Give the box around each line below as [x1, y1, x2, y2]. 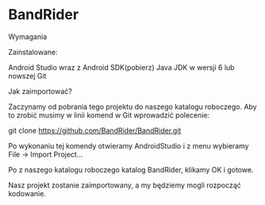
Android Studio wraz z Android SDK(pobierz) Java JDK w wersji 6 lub [8, 62, 236, 72]
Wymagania [8, 32, 48, 41]
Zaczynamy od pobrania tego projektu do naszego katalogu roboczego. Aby [8, 102, 257, 111]
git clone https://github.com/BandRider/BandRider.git [8, 126, 182, 135]
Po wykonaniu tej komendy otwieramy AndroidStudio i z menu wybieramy [8, 141, 249, 150]
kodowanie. [8, 188, 46, 198]
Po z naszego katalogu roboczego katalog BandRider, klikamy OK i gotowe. [8, 164, 254, 174]
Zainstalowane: [8, 47, 58, 56]
